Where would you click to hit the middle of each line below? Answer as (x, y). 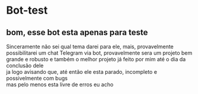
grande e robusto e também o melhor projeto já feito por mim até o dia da (96, 59)
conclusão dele (25, 65)
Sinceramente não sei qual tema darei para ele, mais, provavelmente (90, 46)
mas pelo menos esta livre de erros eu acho (60, 84)
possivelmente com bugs (37, 78)
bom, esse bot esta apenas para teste (77, 32)
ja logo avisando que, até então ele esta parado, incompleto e (82, 72)
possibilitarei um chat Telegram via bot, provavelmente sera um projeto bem (99, 53)
